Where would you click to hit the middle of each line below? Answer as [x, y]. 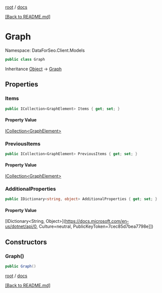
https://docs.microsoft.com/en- [97, 221]
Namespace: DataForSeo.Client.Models [45, 50]
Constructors [26, 242]
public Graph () [21, 266]
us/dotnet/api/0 [21, 226]
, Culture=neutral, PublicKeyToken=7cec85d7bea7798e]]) [95, 226]
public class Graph [25, 59]
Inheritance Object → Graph [33, 69]
